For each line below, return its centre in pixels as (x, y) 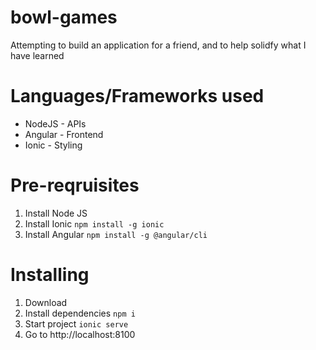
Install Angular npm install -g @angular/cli (116, 234)
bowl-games (64, 17)
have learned (37, 55)
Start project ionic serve (76, 323)
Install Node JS (56, 213)
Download (46, 302)
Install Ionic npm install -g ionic (94, 223)
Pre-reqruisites (75, 185)
